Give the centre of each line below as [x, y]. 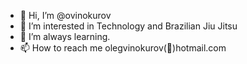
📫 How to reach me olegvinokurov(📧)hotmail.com [123, 48]
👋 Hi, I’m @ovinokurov [65, 15]
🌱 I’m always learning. [65, 36]
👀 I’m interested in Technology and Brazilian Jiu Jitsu [128, 26]
